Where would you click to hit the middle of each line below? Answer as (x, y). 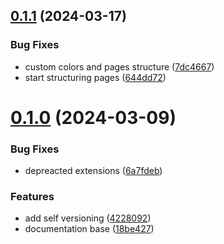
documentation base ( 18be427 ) (89, 229)
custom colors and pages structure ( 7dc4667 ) (119, 66)
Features (32, 197)
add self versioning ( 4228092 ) (88, 218)
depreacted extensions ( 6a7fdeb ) (93, 171)
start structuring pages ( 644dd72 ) (95, 77)
